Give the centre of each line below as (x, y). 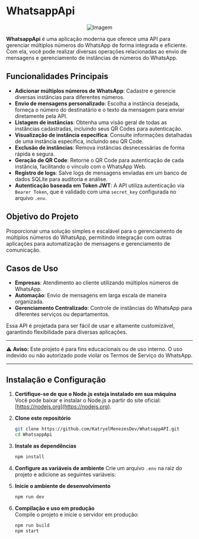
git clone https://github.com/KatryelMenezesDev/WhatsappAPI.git (97, 429)
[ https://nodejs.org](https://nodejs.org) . (63, 407)
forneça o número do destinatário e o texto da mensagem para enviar (99, 110)
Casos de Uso (32, 268)
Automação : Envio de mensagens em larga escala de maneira (91, 296)
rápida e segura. (35, 154)
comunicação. (24, 250)
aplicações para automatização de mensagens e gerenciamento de (88, 243)
